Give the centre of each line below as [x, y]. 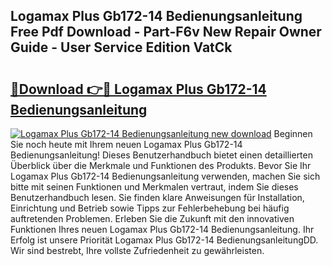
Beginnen [293, 133]
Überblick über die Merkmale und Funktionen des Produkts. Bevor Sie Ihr [161, 165]
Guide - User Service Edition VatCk [121, 47]
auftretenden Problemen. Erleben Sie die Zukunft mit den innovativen [152, 218]
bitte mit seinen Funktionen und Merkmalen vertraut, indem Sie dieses [154, 187]
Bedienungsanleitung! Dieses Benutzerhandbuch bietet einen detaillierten [161, 155]
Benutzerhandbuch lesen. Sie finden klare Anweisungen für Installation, [157, 197]
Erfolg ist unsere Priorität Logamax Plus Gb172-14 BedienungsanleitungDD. [164, 240]
